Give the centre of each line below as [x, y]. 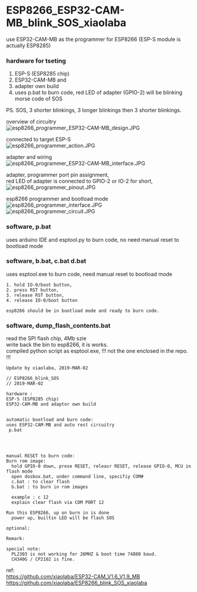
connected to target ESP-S [38, 139]
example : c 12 [30, 497]
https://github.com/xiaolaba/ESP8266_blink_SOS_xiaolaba [77, 583]
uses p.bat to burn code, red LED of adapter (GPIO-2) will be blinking [98, 93]
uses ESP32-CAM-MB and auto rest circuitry [60, 425]
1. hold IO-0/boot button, [39, 285]
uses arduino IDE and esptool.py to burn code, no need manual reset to [93, 239]
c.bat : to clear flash [40, 482]
